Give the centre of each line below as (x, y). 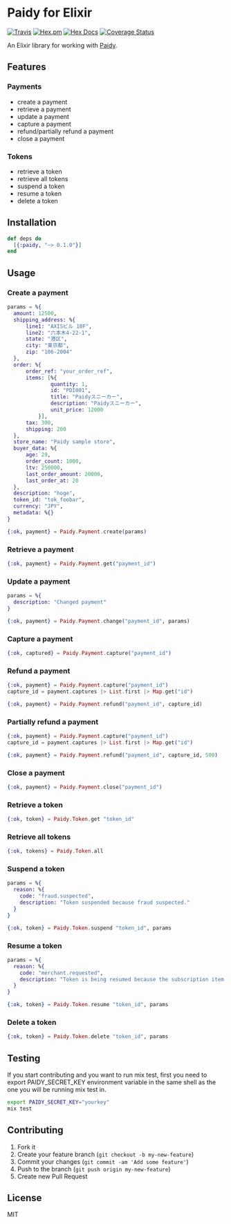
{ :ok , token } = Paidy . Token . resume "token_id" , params (88, 1005)
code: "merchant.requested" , (62, 973)
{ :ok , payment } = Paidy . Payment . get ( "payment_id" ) (82, 564)
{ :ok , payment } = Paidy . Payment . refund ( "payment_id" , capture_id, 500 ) (112, 755)
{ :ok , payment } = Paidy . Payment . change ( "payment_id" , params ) (99, 621)
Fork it (26, 1147)
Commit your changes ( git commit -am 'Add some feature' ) (103, 1161)
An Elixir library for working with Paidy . (62, 45)
